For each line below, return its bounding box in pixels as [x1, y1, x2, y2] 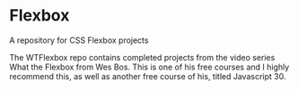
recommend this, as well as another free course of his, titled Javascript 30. [9, 70, 286, 81]
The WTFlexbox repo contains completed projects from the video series [9, 52, 276, 62]
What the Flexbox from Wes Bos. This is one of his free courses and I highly [9, 61, 290, 72]
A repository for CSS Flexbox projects [9, 35, 149, 45]
